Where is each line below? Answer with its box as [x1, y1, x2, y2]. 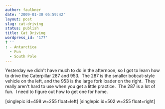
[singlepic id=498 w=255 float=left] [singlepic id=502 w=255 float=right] [5, 98, 156, 104]
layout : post [5, 16, 32, 21]
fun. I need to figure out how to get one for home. [5, 88, 108, 95]
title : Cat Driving [5, 30, 46, 35]
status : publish [5, 26, 39, 31]
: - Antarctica [5, 44, 37, 49]
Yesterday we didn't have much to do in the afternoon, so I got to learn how [5, 67, 160, 73]
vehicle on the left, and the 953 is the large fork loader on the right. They [5, 78, 156, 84]
